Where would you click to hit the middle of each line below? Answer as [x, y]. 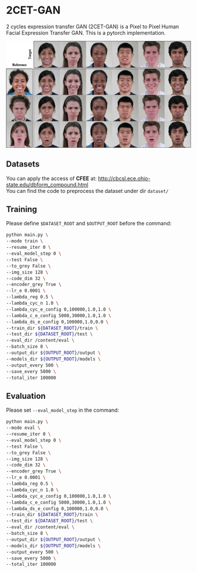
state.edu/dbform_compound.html [47, 184]
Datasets [23, 164]
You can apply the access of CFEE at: [51, 178]
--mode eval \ [23, 428]
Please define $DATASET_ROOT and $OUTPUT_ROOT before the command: [89, 224]
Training [22, 209]
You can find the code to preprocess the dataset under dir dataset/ [87, 191]
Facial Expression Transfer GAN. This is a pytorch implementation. [86, 32]
